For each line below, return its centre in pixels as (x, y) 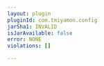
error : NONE (24, 40)
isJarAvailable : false (40, 33)
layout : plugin (29, 14)
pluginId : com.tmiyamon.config (52, 20)
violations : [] (29, 46)
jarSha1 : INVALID (32, 26)
